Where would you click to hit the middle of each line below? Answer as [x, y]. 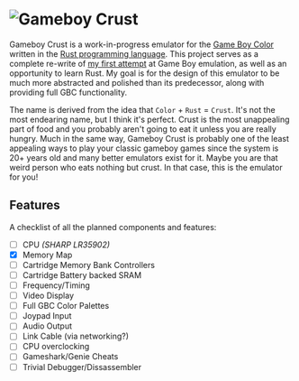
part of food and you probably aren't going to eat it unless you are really [143, 129]
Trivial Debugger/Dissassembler [82, 367]
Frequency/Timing [56, 285]
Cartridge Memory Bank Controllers [89, 265]
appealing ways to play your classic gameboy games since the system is [144, 148]
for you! [24, 177]
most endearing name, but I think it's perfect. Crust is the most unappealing [149, 119]
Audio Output [47, 326]
